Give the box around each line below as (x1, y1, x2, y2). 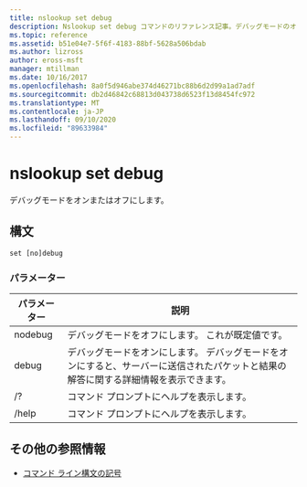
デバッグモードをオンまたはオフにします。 (9, 194, 169, 206)
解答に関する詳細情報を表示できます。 (67, 374, 231, 386)
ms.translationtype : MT (9, 98, 101, 108)
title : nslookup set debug (9, 13, 112, 23)
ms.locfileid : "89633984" (9, 124, 108, 133)
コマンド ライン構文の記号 (22, 467, 122, 478)
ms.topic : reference (9, 30, 89, 39)
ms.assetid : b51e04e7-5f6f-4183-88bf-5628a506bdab (9, 38, 206, 48)
